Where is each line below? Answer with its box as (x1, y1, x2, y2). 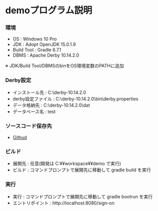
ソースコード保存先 (5, 122, 52, 129)
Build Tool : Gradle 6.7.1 (12, 47, 61, 53)
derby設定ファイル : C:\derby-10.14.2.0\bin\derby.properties (12, 95, 139, 102)
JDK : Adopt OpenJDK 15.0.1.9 (12, 41, 76, 47)
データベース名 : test (12, 108, 56, 115)
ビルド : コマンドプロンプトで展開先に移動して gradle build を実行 (12, 167, 151, 173)
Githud (12, 135, 27, 141)
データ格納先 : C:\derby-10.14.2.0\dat (12, 102, 90, 108)
